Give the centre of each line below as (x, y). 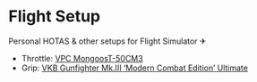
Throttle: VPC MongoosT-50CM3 (82, 58)
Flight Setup (54, 16)
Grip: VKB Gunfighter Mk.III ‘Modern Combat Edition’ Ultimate (134, 68)
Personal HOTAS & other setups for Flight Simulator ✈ (107, 41)
